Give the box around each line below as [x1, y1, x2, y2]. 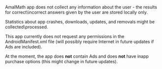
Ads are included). [5, 44, 43, 49]
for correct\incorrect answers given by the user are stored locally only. [5, 9, 148, 15]
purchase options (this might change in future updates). [5, 59, 118, 64]
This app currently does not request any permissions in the [5, 34, 125, 39]
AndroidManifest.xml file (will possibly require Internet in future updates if [5, 39, 154, 45]
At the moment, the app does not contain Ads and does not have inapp [5, 53, 149, 59]
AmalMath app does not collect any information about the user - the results [5, 4, 157, 10]
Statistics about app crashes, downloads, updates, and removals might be [5, 19, 155, 24]
